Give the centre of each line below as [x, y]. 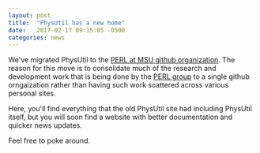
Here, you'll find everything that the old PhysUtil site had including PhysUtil [130, 109]
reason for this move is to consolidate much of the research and [112, 69]
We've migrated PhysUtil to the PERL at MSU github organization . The [122, 60]
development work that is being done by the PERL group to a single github [129, 76]
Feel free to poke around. [49, 141]
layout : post [30, 15]
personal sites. [32, 93]
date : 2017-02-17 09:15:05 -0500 [67, 30]
